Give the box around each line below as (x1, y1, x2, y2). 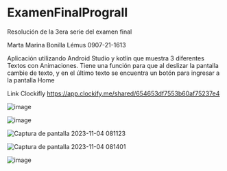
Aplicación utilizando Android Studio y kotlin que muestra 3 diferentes (7, 54, 204, 62)
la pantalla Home (7, 76, 55, 84)
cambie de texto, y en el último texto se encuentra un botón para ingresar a (7, 69, 220, 77)
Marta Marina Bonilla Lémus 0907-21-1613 (7, 41, 126, 49)
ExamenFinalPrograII (7, 5, 128, 21)
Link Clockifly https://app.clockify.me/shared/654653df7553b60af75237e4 (7, 89, 220, 98)
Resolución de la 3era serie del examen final (7, 27, 132, 36)
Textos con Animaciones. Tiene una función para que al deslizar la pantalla (7, 61, 219, 69)
